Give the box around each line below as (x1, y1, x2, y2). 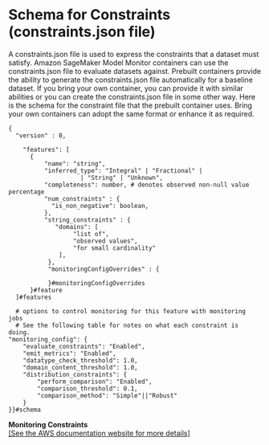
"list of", (72, 230, 110, 238)
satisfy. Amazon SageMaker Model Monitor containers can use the (8, 58, 229, 67)
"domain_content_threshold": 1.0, (22, 363, 138, 371)
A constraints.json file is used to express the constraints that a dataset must (8, 49, 259, 59)
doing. (8, 328, 31, 337)
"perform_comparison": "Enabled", (37, 378, 153, 386)
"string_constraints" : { (43, 215, 131, 224)
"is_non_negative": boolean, (51, 202, 149, 210)
